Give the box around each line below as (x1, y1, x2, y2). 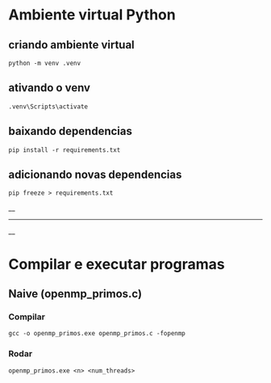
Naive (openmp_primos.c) (8, 287, 143, 301)
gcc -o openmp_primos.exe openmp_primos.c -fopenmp (8, 330, 186, 338)
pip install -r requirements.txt (8, 145, 121, 154)
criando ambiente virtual (8, 38, 135, 52)
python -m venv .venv (8, 59, 81, 67)
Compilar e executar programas (8, 255, 225, 273)
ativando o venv (8, 81, 91, 95)
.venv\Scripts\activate (8, 103, 89, 111)
